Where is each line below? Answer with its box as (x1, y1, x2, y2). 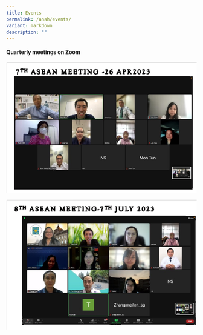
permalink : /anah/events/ (6, 16, 71, 22)
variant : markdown (6, 22, 53, 28)
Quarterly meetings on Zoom (6, 48, 80, 56)
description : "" (6, 29, 47, 35)
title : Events (6, 10, 42, 16)
